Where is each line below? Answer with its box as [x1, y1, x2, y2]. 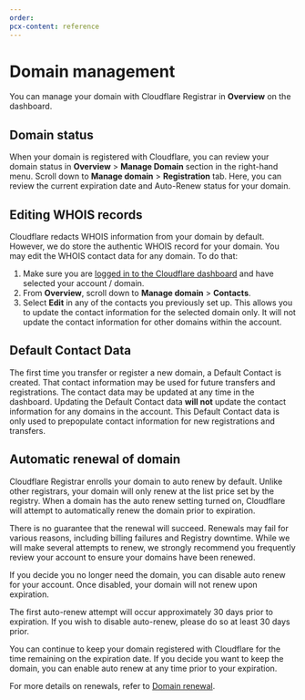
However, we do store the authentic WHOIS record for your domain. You [9, 241, 280, 252]
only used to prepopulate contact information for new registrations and [9, 416, 276, 427]
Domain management [9, 61, 176, 82]
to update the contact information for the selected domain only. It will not [22, 307, 296, 318]
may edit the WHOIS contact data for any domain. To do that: [9, 251, 239, 262]
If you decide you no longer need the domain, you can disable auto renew [9, 569, 286, 580]
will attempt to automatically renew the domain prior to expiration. [9, 505, 256, 516]
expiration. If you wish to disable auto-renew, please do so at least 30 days [9, 616, 290, 627]
